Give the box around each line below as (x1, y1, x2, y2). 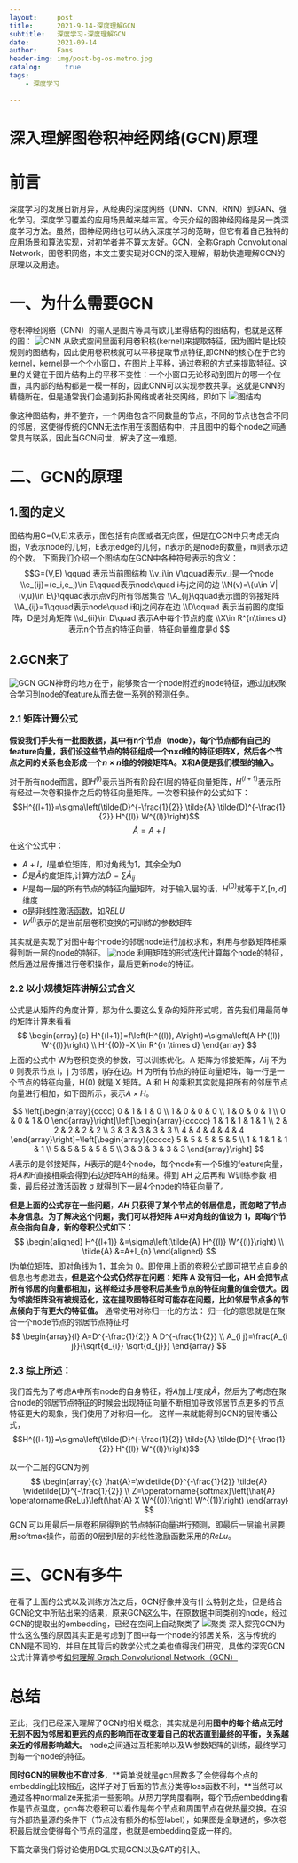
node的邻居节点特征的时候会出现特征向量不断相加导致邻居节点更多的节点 (16, 1398, 285, 1408)
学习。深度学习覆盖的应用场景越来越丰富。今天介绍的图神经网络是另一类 (16, 214, 281, 225)
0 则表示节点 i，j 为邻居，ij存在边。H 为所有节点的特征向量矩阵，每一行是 (9, 1065, 278, 1077)
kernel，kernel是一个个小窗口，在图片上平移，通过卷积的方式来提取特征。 (9, 358, 280, 368)
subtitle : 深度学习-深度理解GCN (9, 29, 126, 38)
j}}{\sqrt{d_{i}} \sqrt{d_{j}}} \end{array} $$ (71, 1340, 227, 1351)
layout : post (9, 12, 74, 22)
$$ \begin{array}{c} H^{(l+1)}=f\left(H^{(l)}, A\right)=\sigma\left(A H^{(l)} (17, 1029, 281, 1041)
